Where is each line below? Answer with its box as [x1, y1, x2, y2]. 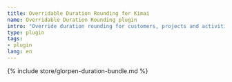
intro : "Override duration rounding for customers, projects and [7, 23, 199, 29]
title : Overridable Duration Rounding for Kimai [7, 10, 150, 17]
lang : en [7, 49, 32, 55]
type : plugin [7, 29, 45, 36]
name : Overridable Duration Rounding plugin [7, 16, 137, 23]
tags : [7, 36, 23, 42]
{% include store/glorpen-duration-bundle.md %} [7, 66, 148, 75]
